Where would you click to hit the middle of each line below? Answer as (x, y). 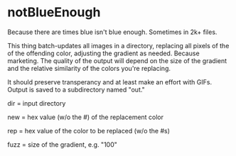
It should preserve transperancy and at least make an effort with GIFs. (109, 82)
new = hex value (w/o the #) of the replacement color (86, 117)
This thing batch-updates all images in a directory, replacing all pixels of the (118, 45)
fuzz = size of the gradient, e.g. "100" (62, 144)
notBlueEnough (54, 12)
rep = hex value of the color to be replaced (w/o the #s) (89, 130)
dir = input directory (37, 103)
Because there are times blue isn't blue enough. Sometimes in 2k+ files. (112, 32)
